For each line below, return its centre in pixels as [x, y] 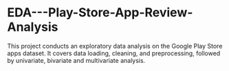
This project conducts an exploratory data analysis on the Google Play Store [115, 46]
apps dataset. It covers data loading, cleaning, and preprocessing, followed [114, 53]
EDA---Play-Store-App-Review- [100, 13]
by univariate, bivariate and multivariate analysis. [76, 60]
